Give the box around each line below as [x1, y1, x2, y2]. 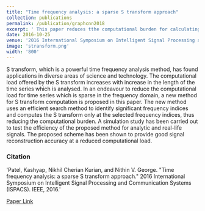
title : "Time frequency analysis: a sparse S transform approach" [6, 9, 179, 15]
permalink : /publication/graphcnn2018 [6, 20, 105, 26]
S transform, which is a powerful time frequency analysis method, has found [6, 65, 198, 73]
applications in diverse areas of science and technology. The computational [6, 72, 197, 80]
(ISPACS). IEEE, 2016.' [6, 186, 61, 193]
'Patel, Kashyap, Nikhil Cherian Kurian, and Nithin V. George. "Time [6, 166, 174, 174]
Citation [6, 152, 31, 161]
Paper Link [6, 198, 34, 205]
